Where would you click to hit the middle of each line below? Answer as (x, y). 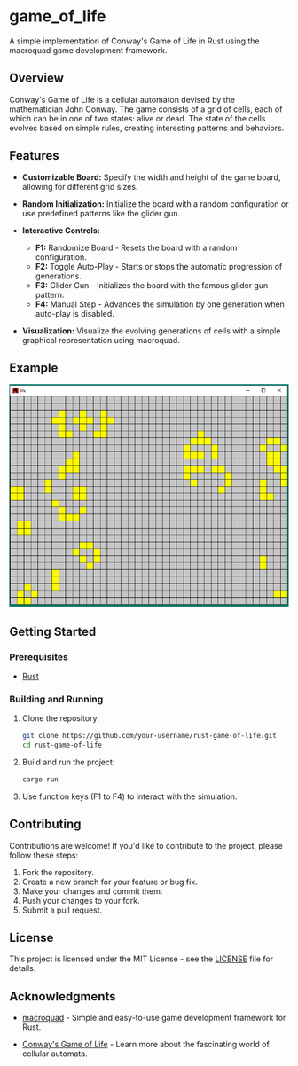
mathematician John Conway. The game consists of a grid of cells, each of (146, 109)
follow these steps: (43, 855)
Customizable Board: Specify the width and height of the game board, (151, 177)
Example (34, 368)
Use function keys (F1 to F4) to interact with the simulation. (129, 796)
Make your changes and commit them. (92, 891)
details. (23, 968)
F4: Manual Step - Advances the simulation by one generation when (160, 304)
